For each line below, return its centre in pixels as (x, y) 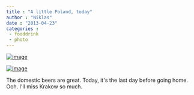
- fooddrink (24, 34)
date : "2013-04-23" (32, 23)
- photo (18, 40)
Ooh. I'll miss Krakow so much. (44, 87)
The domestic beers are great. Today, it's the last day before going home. (97, 80)
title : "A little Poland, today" (50, 12)
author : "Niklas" (29, 17)
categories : (23, 29)
